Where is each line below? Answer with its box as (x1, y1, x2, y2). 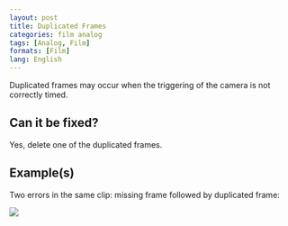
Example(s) (9, 166, 75, 181)
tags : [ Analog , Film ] (9, 38, 91, 48)
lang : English (9, 55, 63, 64)
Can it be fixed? (9, 115, 99, 131)
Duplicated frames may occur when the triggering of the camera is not (9, 80, 271, 90)
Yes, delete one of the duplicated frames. (9, 139, 163, 149)
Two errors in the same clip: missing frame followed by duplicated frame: (9, 189, 281, 200)
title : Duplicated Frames (9, 22, 106, 31)
